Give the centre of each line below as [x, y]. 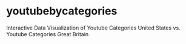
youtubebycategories [62, 11]
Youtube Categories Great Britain [48, 34]
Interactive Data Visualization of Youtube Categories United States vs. [93, 28]
